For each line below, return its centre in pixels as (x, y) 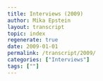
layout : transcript (36, 27)
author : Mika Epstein (39, 20)
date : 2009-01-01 (33, 46)
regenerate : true (33, 40)
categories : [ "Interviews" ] (49, 60)
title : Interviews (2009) (45, 14)
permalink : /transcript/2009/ (52, 54)
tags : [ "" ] (23, 66)
